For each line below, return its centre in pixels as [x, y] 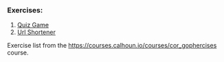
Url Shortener [36, 32]
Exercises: [25, 10]
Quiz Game [33, 25]
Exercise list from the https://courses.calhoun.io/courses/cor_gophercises [112, 46]
